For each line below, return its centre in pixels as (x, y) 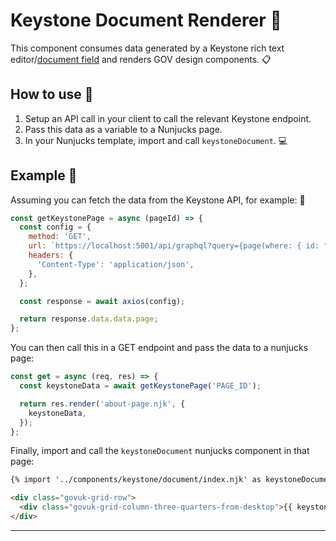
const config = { (55, 227)
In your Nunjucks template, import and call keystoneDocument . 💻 (156, 140)
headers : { (51, 255)
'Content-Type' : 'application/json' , (115, 264)
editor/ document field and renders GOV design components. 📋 (141, 59)
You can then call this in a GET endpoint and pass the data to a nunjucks (159, 348)
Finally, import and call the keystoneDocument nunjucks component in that (160, 451)
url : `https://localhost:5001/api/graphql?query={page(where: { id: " (178, 246)
